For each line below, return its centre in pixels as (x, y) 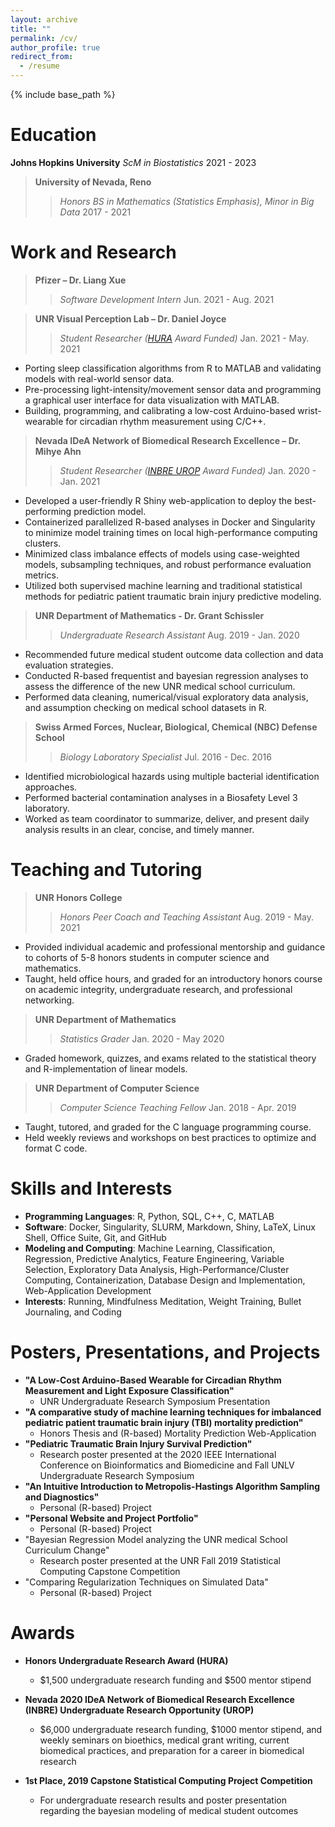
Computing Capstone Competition (110, 1571)
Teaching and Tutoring (106, 870)
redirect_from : (42, 57)
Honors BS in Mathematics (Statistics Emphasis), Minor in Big (187, 201)
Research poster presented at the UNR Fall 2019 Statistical (160, 1560)
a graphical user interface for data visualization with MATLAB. (152, 400)
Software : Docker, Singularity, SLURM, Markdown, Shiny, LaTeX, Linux (170, 1227)
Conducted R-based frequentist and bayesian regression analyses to (166, 675)
